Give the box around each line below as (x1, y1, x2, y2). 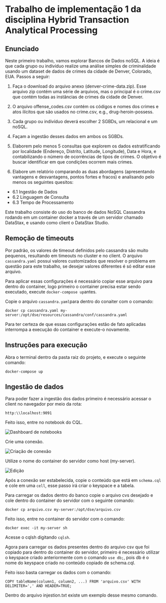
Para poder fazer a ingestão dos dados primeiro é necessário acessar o (5, 396, 152, 402)
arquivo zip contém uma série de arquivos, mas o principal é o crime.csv (12, 89, 161, 94)
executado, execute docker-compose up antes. (5, 289, 97, 295)
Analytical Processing (5, 25, 98, 36)
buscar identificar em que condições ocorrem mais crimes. (12, 159, 133, 165)
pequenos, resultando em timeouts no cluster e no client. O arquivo (5, 253, 143, 259)
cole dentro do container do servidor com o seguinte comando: (5, 497, 135, 504)
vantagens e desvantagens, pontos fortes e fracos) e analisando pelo (12, 174, 155, 180)
